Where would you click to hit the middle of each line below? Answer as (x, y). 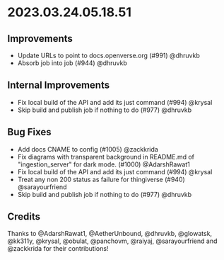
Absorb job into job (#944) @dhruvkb (72, 63)
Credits (24, 217)
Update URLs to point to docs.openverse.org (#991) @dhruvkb (108, 55)
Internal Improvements (59, 85)
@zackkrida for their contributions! (58, 249)
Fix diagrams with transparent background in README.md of (106, 157)
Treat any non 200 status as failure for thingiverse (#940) (101, 179)
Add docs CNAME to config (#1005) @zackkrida (88, 149)
